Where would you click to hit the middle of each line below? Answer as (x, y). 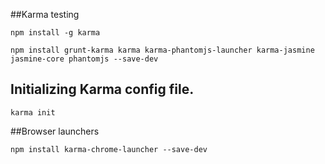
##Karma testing (45, 14)
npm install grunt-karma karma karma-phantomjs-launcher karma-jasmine (162, 50)
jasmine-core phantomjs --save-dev (84, 59)
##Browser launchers (55, 131)
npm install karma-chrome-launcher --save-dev (109, 149)
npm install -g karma (55, 33)
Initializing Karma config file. (102, 89)
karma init (33, 112)
